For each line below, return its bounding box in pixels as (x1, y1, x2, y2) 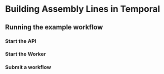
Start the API (5, 38, 37, 45)
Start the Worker (5, 50, 46, 57)
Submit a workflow (5, 64, 51, 71)
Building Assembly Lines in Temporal (5, 3, 161, 15)
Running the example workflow (5, 23, 103, 31)
